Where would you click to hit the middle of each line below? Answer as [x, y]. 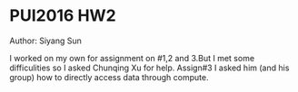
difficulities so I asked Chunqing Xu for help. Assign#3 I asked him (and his [149, 68]
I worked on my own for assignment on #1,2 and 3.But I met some [132, 58]
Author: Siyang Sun [45, 41]
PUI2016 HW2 [63, 16]
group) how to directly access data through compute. [109, 77]
